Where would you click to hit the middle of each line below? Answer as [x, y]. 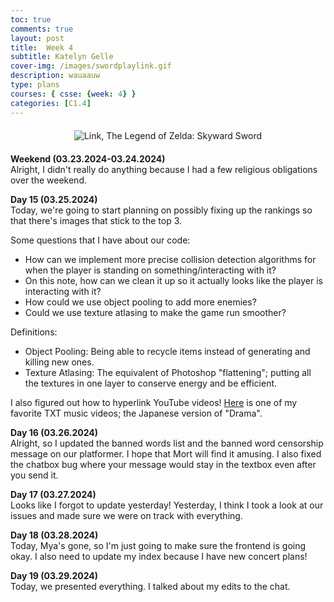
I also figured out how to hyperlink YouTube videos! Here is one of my [154, 402]
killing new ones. [59, 362]
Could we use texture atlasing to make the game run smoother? [155, 312]
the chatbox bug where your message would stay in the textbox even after [163, 464]
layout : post [37, 38]
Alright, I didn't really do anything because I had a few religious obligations [164, 169]
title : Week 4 [42, 47]
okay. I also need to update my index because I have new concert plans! [159, 556]
